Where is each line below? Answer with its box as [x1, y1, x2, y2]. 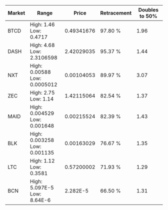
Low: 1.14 [29, 95, 54, 102]
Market [7, 9, 25, 16]
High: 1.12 [29, 157, 55, 164]
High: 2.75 [29, 89, 55, 96]
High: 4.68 [29, 42, 55, 48]
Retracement [99, 9, 132, 16]
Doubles [138, 6, 159, 13]
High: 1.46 [29, 21, 55, 28]
